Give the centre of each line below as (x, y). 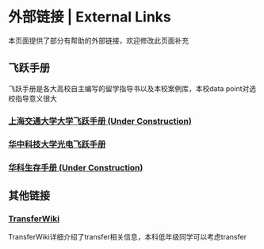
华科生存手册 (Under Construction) (76, 167)
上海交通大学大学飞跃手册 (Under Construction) (100, 121)
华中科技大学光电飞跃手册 (57, 144)
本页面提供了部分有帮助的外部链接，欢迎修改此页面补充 (98, 40)
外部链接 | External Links (90, 17)
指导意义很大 (36, 98)
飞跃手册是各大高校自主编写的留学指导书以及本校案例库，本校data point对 (129, 88)
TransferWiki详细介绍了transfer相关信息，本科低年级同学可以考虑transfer (128, 237)
